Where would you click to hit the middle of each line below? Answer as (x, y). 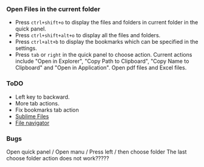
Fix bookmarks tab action (47, 110)
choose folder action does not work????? (58, 158)
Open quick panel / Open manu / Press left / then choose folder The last (97, 152)
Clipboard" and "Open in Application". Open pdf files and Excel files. (101, 68)
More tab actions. (37, 103)
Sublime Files (32, 116)
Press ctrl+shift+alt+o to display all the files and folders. (88, 35)
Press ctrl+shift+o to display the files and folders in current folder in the (107, 23)
